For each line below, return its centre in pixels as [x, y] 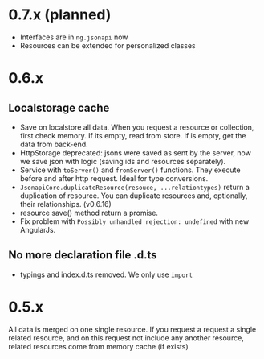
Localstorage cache [59, 107]
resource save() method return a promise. [89, 213]
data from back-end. [54, 144]
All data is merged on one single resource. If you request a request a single [132, 329]
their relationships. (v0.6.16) [66, 204]
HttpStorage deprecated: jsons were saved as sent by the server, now [135, 153]
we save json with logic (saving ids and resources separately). [123, 161]
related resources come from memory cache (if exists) [98, 346]
